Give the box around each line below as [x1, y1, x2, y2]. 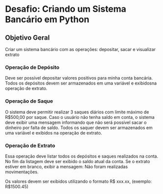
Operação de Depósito [5, 64, 60, 71]
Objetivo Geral [5, 33, 50, 42]
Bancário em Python [5, 14, 90, 25]
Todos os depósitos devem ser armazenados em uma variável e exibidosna [5, 80, 157, 86]
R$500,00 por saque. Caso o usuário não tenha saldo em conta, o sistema [5, 114, 155, 120]
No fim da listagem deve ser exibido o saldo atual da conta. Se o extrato [5, 158, 150, 164]
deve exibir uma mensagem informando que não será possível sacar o [5, 119, 147, 125]
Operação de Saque [5, 98, 53, 105]
